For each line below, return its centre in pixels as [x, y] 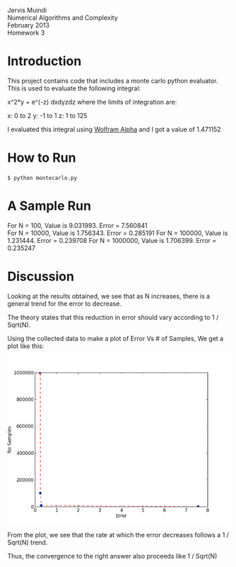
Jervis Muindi [27, 10]
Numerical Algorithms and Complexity [63, 18]
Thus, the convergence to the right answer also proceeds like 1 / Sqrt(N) [112, 556]
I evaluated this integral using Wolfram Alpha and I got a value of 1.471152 [114, 129]
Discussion [41, 276]
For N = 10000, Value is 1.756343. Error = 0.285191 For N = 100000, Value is [118, 233]
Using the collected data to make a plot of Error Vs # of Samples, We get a [116, 338]
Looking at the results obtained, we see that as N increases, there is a [109, 296]
